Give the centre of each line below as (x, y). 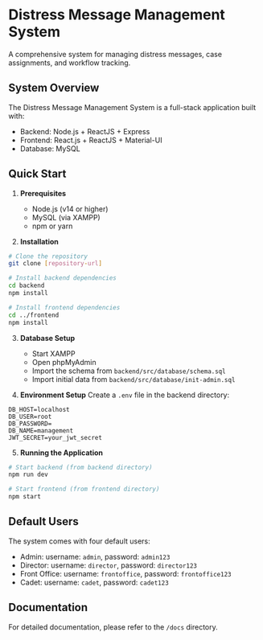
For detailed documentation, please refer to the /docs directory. (113, 627)
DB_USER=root (30, 416)
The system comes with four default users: (79, 541)
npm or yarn (52, 226)
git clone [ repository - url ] (55, 264)
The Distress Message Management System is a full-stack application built (132, 107)
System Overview (54, 88)
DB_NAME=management (41, 431)
